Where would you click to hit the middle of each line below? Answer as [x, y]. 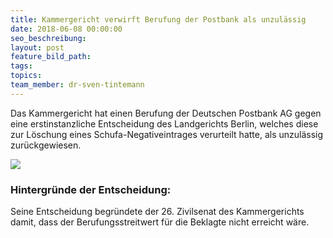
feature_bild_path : [51, 57]
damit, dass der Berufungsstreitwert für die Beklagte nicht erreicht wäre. [160, 222]
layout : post [37, 47]
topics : [26, 76]
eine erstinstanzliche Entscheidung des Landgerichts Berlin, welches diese [164, 123]
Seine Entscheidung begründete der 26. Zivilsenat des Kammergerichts [157, 212]
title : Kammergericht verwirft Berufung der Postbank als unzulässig [158, 19]
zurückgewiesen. [46, 145]
